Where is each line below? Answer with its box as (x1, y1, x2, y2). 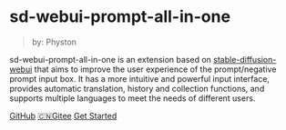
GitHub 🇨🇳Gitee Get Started (9, 110, 117, 121)
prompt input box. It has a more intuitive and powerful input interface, (9, 73, 271, 84)
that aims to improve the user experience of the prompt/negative (34, 64, 277, 75)
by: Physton (31, 36, 77, 47)
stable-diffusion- (213, 54, 277, 65)
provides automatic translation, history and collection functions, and (9, 83, 265, 94)
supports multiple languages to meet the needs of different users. (9, 93, 256, 104)
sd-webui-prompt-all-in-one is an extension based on (9, 54, 212, 65)
